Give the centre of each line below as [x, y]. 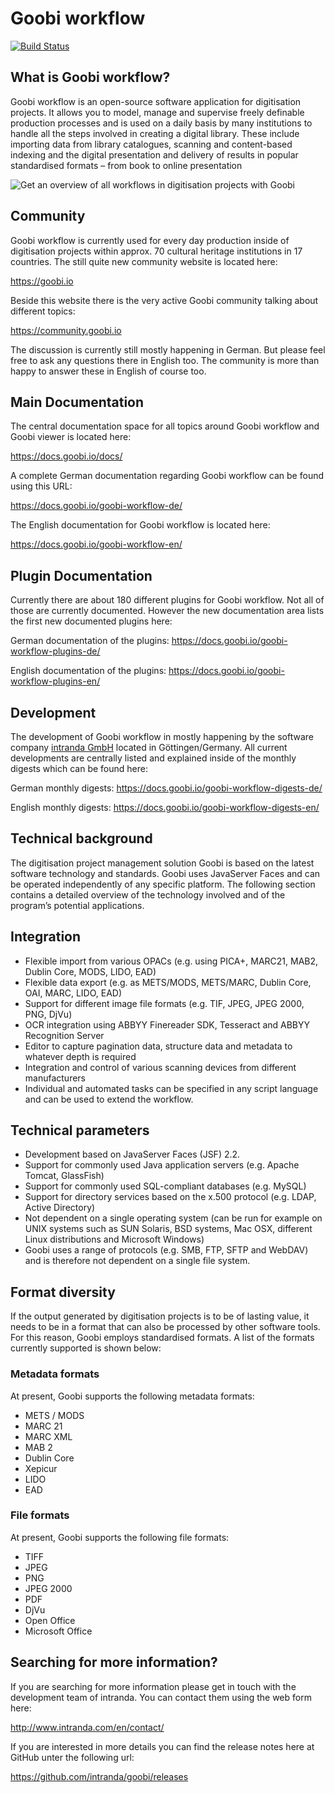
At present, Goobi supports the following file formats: [120, 1537]
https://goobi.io [42, 281]
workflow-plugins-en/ [55, 681]
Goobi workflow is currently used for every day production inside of [150, 240]
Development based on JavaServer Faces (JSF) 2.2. [132, 1154]
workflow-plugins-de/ [55, 651]
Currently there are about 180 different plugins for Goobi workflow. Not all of [167, 600]
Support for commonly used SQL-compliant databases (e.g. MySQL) [165, 1186]
